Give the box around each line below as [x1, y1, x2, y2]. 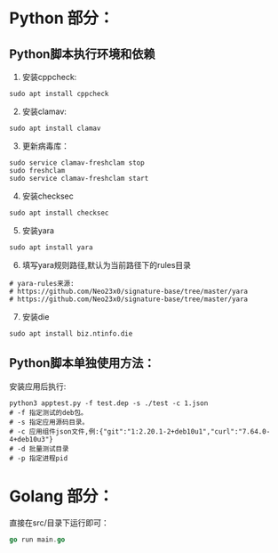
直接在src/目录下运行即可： [9, 517, 109, 528]
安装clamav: [21, 106, 67, 117]
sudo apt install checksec [9, 208, 109, 217]
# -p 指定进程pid [9, 453, 68, 463]
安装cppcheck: [21, 72, 77, 82]
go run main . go [9, 535, 66, 544]
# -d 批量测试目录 [9, 444, 69, 453]
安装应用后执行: [9, 380, 67, 392]
